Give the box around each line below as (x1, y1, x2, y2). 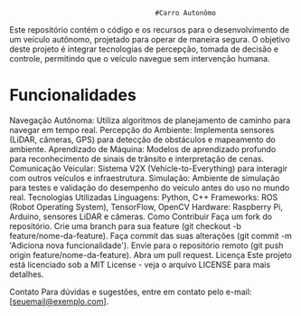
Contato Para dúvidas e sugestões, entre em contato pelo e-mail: (9, 286, 252, 297)
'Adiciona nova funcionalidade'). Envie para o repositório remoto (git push (9, 240, 284, 251)
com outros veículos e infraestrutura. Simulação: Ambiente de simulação (9, 172, 280, 183)
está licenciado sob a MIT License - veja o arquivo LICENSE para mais (9, 259, 271, 270)
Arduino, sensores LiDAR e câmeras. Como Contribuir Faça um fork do (9, 211, 273, 222)
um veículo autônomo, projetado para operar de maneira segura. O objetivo (9, 34, 291, 44)
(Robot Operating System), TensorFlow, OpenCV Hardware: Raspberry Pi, (9, 201, 283, 212)
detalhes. (9, 268, 44, 280)
